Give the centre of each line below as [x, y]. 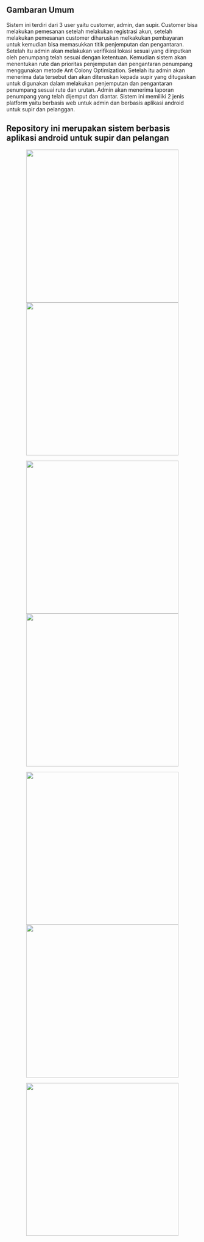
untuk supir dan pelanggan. [41, 109]
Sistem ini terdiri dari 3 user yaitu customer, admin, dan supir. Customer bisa [102, 24]
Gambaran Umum [40, 10]
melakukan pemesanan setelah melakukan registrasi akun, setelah [89, 31]
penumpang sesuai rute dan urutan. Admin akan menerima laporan [90, 90]
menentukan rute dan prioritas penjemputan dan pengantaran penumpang [100, 64]
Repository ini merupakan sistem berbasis [88, 129]
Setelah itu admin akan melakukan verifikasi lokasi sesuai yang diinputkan [99, 51]
